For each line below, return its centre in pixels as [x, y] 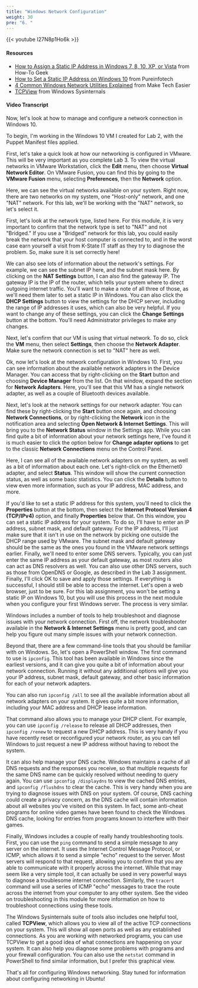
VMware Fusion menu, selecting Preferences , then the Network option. [94, 179]
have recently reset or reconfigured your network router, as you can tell [93, 738]
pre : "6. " [20, 22]
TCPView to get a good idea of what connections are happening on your [94, 942]
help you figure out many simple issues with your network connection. [92, 634]
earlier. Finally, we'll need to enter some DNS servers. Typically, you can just [99, 553]
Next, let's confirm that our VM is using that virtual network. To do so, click [97, 337]
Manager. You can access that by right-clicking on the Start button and [93, 374]
